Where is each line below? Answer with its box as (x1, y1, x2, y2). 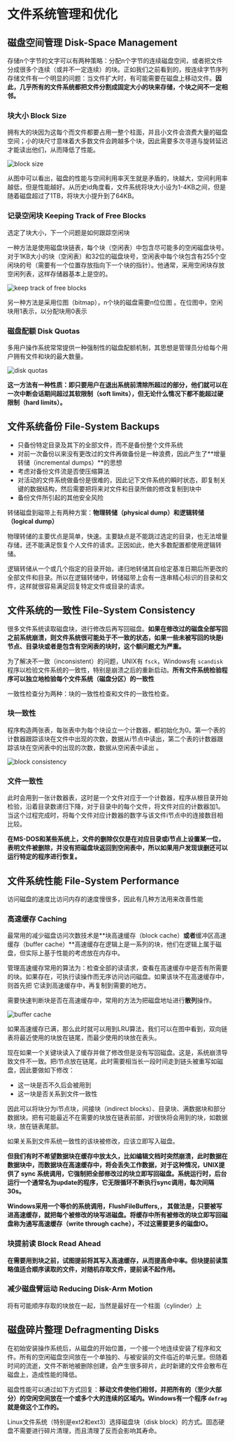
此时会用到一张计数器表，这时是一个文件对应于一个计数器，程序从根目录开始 (7, 794, 228, 802)
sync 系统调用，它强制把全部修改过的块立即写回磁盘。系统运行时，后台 (20, 1169, 227, 1178)
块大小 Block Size (7, 110, 67, 120)
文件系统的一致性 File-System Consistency (7, 604, 196, 616)
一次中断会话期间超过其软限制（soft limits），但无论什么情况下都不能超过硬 (7, 389, 224, 397)
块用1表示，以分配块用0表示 (7, 307, 87, 315)
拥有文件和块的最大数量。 (13, 352, 87, 360)
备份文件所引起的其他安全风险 (17, 493, 104, 502)
